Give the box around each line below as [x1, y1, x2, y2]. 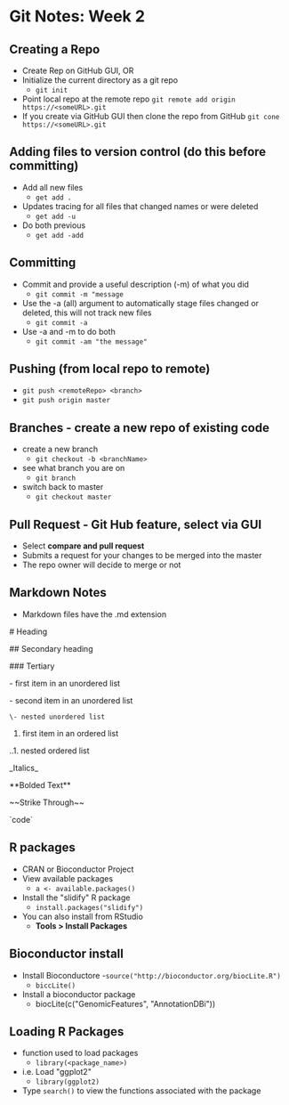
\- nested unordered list [9, 712, 105, 721]
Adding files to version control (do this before [9, 144, 267, 159]
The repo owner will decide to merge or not [21, 559, 181, 571]
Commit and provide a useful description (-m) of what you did [21, 279, 249, 289]
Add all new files [21, 182, 84, 192]
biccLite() [35, 981, 76, 990]
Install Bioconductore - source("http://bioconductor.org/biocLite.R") [21, 970, 282, 980]
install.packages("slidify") [35, 903, 144, 912]
